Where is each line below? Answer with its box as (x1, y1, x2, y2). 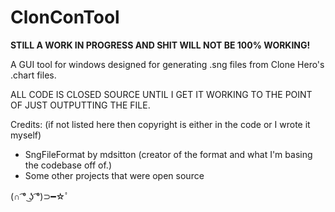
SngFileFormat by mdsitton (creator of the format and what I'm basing (24, 148, 313, 160)
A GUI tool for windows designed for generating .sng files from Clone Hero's (10, 58, 325, 70)
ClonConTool (10, 6, 120, 29)
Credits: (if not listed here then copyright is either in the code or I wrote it (10, 118, 311, 130)
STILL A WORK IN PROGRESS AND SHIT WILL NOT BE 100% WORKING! (10, 39, 311, 51)
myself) (10, 129, 42, 141)
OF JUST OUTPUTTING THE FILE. (10, 99, 151, 111)
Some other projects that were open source (24, 169, 205, 181)
